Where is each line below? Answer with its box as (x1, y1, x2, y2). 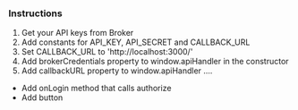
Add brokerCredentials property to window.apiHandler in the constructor (21, 56, 289, 67)
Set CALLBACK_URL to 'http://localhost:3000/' (21, 47, 193, 57)
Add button (21, 92, 64, 103)
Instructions (8, 7, 64, 20)
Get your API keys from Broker (21, 28, 134, 38)
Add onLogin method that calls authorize (21, 83, 172, 94)
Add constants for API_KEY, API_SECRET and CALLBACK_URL (21, 37, 251, 47)
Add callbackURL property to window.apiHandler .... (21, 65, 213, 76)
